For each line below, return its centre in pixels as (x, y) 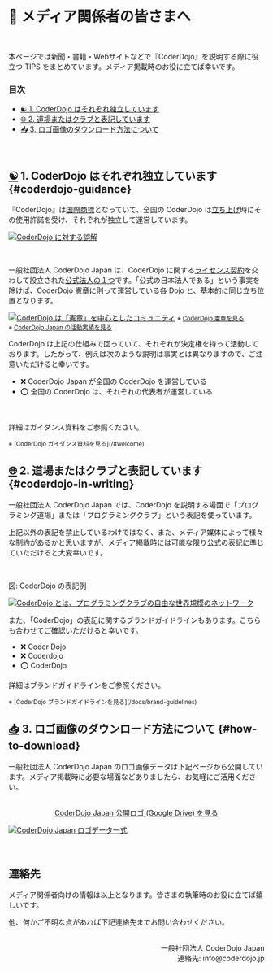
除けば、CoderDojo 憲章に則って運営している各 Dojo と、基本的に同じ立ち (133, 290)
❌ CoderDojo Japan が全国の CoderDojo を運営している (113, 381)
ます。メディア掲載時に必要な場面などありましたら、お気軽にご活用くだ (129, 777)
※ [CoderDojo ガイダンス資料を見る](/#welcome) (76, 444)
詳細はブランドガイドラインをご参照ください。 (87, 685)
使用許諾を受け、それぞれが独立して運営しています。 (104, 220)
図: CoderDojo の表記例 (48, 586)
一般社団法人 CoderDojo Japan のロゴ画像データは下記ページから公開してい (136, 766)
